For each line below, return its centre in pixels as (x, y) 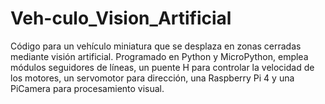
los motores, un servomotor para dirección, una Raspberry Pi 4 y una (152, 78)
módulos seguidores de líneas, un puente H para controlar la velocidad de (162, 67)
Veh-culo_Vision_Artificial (121, 18)
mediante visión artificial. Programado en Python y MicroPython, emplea (159, 56)
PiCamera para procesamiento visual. (87, 88)
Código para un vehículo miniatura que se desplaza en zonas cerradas (156, 46)
